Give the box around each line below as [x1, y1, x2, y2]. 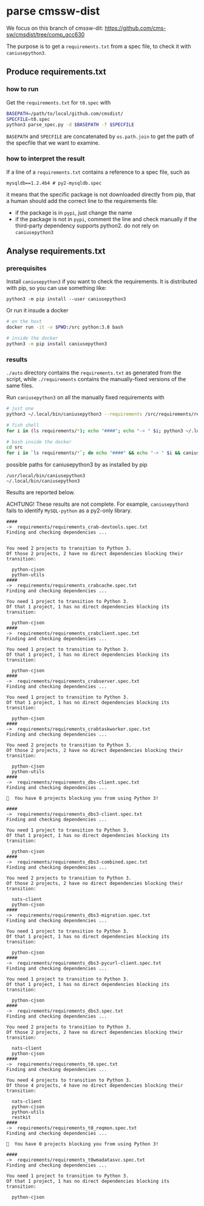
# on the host [6, 319, 42, 325]
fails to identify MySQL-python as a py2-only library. [6, 507, 132, 514]
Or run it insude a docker [6, 307, 69, 314]
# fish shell [6, 422, 39, 428]
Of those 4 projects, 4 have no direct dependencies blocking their [6, 1083, 183, 1089]
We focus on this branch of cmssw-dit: [6, 24, 104, 32]
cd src [6, 444, 23, 450]
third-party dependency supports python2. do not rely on [15, 222, 159, 229]
